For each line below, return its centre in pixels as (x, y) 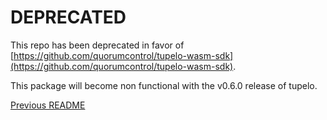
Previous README (48, 105)
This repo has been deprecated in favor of (97, 45)
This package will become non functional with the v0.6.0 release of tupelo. (164, 85)
